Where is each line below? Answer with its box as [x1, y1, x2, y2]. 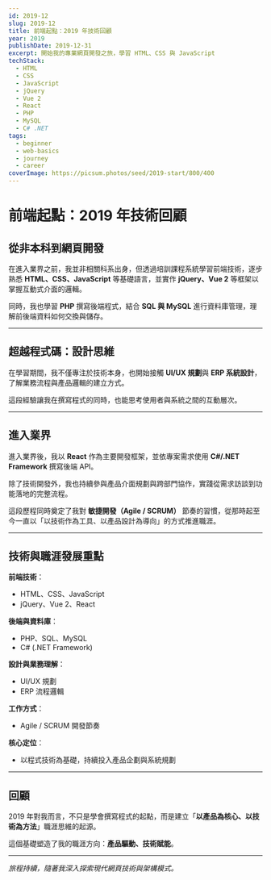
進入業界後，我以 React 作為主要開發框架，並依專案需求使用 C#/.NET [8, 451, 240, 461]
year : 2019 [8, 34, 45, 43]
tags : [8, 131, 27, 140]
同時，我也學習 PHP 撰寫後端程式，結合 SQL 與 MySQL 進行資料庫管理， [8, 302, 250, 311]
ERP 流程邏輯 [19, 686, 65, 696]
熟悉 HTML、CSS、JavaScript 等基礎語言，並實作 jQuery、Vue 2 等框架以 [8, 274, 260, 283]
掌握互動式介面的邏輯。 [8, 284, 86, 294]
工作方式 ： [8, 703, 44, 714]
